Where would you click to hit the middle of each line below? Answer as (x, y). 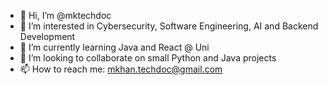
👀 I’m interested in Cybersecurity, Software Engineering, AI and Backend (169, 26)
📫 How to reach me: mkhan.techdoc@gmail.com (121, 69)
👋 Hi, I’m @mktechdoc (65, 15)
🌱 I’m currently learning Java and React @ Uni (114, 47)
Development (47, 36)
